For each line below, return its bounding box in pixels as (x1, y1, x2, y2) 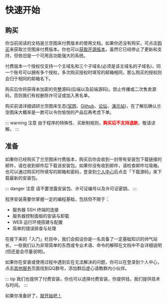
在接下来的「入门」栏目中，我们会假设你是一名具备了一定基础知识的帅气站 (5, 236, 158, 242)
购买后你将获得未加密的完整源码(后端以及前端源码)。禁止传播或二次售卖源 (5, 86, 157, 92)
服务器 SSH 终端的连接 (12, 206, 59, 212)
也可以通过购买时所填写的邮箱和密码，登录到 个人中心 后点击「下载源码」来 (5, 168, 158, 174)
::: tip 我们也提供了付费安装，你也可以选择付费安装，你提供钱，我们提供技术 (5, 276, 161, 282)
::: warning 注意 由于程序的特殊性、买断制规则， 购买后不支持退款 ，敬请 (5, 120, 152, 126)
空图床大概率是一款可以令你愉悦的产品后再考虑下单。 (5, 109, 114, 115)
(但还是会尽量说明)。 (5, 248, 48, 254)
